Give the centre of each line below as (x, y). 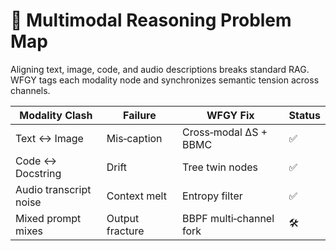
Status (304, 115)
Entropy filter (212, 196)
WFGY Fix (230, 115)
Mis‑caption (134, 138)
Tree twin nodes (220, 167)
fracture (125, 231)
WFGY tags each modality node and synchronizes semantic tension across (165, 80)
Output (123, 218)
